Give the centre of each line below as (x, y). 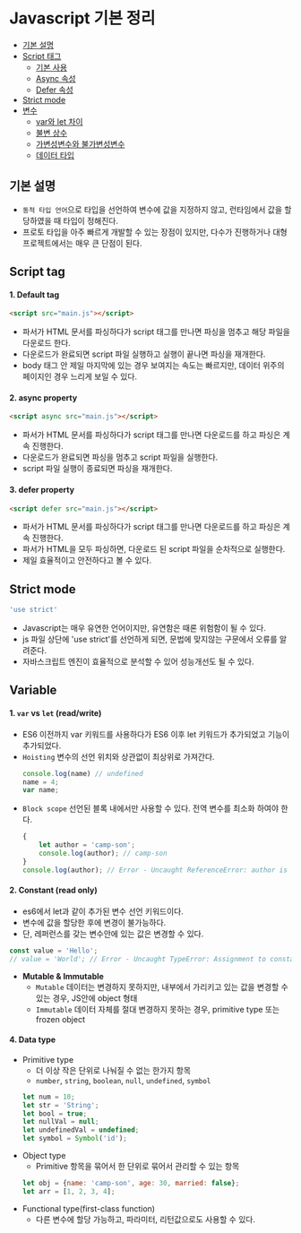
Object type (44, 1156)
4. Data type (33, 1039)
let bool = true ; (55, 1113)
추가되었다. (42, 746)
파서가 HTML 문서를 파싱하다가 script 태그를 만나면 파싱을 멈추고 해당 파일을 (156, 332)
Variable (33, 690)
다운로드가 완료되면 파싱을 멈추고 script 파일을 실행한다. (120, 457)
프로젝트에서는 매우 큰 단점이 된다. (82, 243)
